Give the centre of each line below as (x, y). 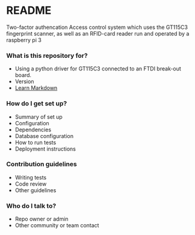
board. (23, 75)
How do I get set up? (37, 104)
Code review (31, 184)
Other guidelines (36, 190)
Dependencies (33, 130)
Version (24, 81)
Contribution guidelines (42, 164)
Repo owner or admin (42, 219)
